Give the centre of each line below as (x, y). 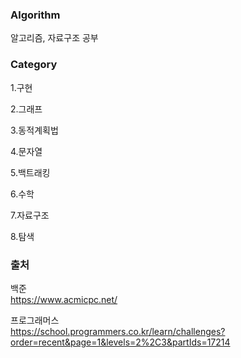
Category (34, 65)
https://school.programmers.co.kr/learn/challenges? (118, 331)
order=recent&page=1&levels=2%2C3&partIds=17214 (120, 342)
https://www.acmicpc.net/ (64, 299)
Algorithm (35, 15)
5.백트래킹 (30, 172)
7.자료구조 (30, 215)
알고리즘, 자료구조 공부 (54, 38)
